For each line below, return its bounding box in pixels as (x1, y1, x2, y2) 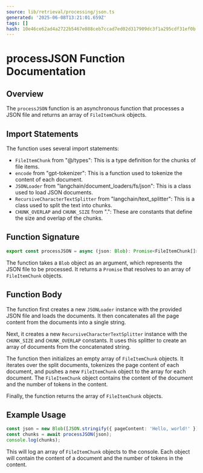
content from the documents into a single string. (6, 319, 126, 326)
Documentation (6, 65, 86, 79)
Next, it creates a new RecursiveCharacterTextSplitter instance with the (6, 330, 187, 337)
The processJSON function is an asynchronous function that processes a (6, 105, 184, 112)
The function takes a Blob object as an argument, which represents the (6, 259, 182, 266)
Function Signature (6, 232, 80, 242)
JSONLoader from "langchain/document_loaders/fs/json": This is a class (14, 182, 192, 190)
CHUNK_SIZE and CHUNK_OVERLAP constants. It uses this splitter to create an (6, 337, 187, 344)
